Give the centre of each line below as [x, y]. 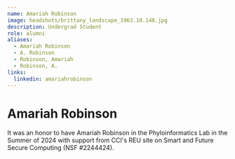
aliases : [20, 40]
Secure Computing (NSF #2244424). [61, 148]
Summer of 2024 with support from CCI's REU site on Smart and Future [110, 140]
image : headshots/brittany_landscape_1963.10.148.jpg [88, 20]
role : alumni [26, 33]
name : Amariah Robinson [42, 14]
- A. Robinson [34, 53]
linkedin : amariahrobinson [53, 79]
